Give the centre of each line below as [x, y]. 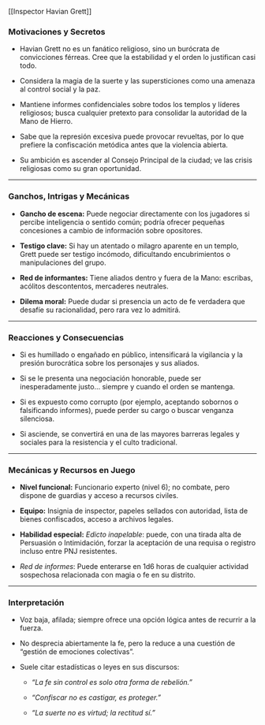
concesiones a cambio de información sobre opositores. [111, 230]
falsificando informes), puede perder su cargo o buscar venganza [127, 410]
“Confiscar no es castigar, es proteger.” [96, 697]
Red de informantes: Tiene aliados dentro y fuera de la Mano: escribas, [136, 277]
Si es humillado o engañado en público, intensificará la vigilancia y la [131, 355]
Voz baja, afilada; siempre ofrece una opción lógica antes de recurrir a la [138, 620]
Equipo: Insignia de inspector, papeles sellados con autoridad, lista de [134, 511]
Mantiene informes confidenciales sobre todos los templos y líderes [130, 105]
